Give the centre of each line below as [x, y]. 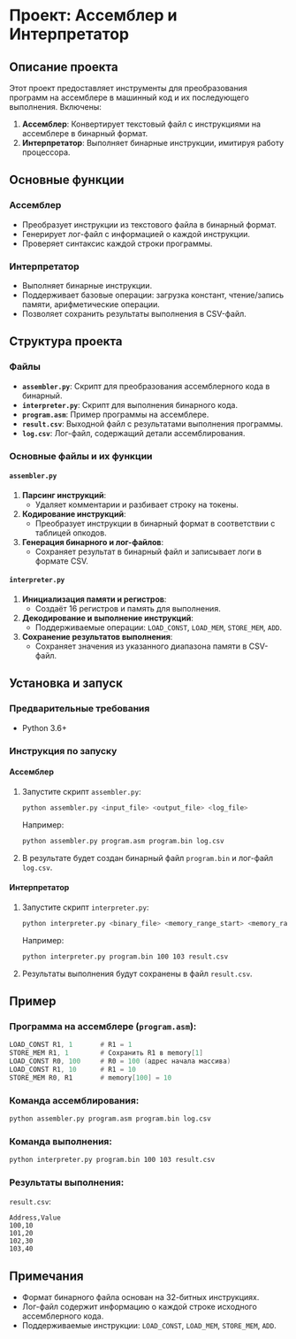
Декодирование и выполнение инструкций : [108, 618]
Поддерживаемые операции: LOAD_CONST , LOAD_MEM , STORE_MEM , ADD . [159, 627]
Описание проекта [64, 67]
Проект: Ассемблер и [94, 15]
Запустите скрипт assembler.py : [81, 791]
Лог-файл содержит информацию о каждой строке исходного [140, 1307]
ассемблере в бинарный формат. [85, 133]
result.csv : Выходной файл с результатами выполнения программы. [152, 423]
